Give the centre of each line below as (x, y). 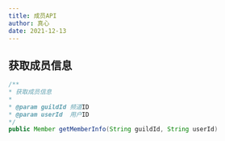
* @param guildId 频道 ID (49, 107)
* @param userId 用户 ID (49, 114)
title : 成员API (33, 16)
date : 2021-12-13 (37, 31)
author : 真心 (29, 23)
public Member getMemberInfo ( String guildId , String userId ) (113, 130)
